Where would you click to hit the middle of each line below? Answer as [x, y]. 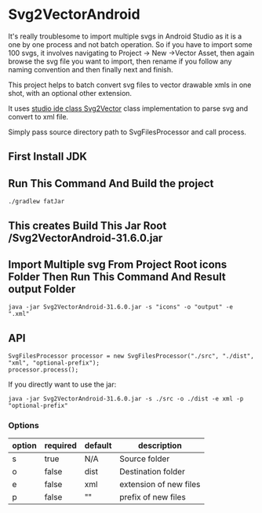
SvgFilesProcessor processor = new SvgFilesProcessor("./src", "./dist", [131, 356]
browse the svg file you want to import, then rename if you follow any [120, 61]
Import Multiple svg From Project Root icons [118, 264]
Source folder [145, 459]
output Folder [42, 289]
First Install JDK [48, 157]
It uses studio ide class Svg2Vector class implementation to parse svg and [128, 108]
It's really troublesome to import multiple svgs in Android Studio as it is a [125, 36]
